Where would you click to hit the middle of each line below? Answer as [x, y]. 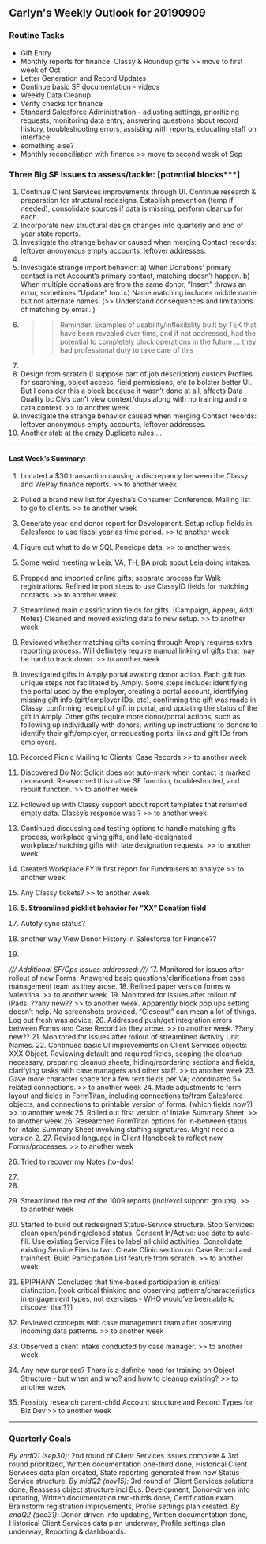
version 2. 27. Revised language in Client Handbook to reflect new [116, 1138]
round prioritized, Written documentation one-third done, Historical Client [128, 1464]
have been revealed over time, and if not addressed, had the [158, 333]
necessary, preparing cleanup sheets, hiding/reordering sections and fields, [132, 1062]
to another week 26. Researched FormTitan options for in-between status [128, 1121]
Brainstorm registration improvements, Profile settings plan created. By [124, 1506]
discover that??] [47, 1307]
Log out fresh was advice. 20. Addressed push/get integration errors [121, 1020]
